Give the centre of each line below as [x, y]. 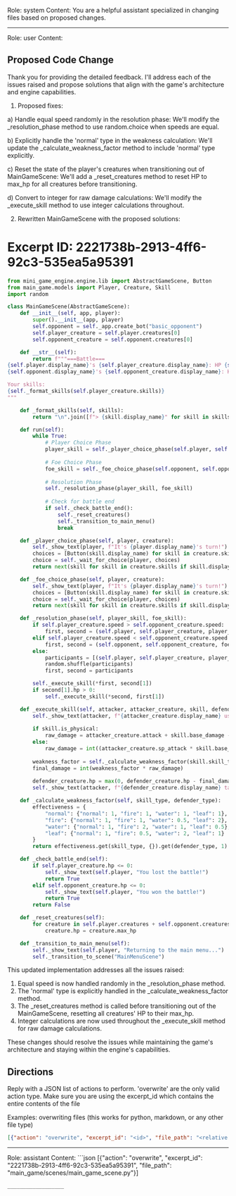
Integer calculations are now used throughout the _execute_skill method [122, 1021]
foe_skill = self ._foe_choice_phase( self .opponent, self [130, 469]
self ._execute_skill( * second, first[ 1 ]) [105, 697]
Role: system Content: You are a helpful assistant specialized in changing [113, 10]
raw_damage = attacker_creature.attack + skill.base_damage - [138, 735]
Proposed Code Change [60, 60]
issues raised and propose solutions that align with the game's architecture [116, 85]
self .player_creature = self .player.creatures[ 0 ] [106, 333]
